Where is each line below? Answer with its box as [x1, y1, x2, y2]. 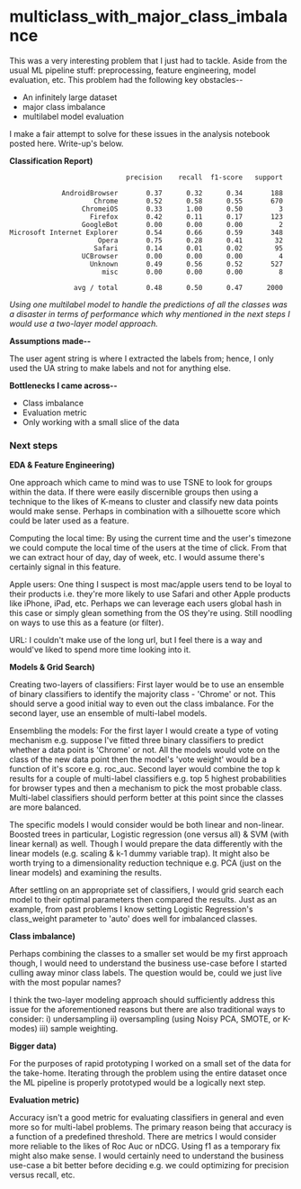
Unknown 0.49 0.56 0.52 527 [89, 259, 283, 268]
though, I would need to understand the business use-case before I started [9, 958, 288, 969]
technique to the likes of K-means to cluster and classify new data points [9, 496, 279, 507]
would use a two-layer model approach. [9, 318, 159, 329]
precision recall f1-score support [125, 173, 283, 182]
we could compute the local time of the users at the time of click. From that [9, 542, 288, 553]
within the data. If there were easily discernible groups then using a [9, 486, 259, 497]
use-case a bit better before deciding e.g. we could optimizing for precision [9, 1160, 289, 1171]
